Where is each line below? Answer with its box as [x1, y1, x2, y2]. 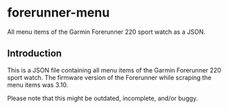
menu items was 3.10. [7, 81, 69, 89]
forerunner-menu [7, 5, 110, 21]
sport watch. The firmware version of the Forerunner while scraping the [7, 73, 212, 81]
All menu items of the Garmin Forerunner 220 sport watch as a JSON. [7, 28, 206, 36]
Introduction [7, 48, 62, 59]
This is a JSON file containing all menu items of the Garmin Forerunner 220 [7, 66, 222, 74]
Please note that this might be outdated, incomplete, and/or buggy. [7, 94, 199, 102]
